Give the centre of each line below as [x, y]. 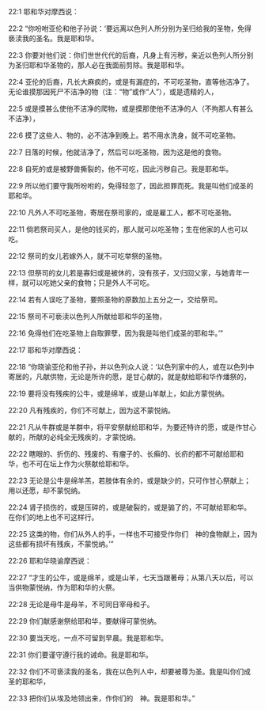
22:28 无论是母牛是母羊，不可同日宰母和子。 [81, 604]
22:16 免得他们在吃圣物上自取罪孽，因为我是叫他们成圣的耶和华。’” [116, 333]
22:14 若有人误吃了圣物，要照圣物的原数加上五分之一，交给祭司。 [115, 300]
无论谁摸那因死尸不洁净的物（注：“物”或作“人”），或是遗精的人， [113, 92]
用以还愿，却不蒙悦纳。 [46, 490]
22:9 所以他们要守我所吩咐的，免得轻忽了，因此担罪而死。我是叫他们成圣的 [131, 186]
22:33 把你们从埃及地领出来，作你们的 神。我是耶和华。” [102, 698]
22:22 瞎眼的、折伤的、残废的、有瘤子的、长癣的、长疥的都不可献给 [119, 454]
